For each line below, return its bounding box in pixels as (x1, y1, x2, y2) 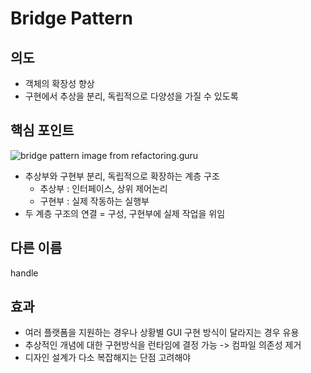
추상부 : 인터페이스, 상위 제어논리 (39, 182, 168, 194)
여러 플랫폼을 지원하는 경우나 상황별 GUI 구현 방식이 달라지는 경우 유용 (24, 327, 300, 339)
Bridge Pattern (10, 7, 133, 30)
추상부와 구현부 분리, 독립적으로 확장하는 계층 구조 (24, 170, 220, 182)
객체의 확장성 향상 (24, 78, 95, 89)
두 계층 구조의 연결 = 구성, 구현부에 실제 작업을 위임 (24, 207, 226, 219)
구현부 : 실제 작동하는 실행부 (39, 195, 150, 207)
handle (10, 267, 39, 279)
